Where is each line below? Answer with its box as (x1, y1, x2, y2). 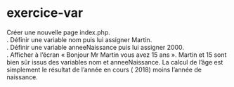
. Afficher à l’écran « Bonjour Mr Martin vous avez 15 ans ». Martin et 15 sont (6, 51, 227, 59)
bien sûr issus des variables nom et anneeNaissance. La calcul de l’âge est (6, 58, 223, 66)
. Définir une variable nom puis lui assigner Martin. (6, 35, 152, 43)
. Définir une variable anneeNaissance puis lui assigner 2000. (6, 43, 184, 51)
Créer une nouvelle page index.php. (6, 28, 110, 36)
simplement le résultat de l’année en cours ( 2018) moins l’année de (6, 65, 202, 74)
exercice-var (6, 5, 84, 21)
